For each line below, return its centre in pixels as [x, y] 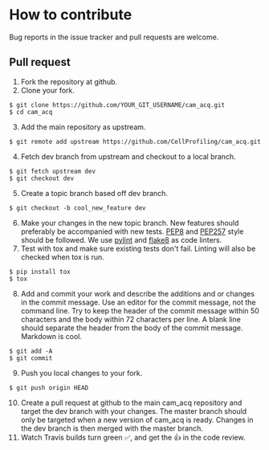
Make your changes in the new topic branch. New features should [130, 223]
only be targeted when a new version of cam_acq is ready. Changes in [137, 419]
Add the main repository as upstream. [83, 127]
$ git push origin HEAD [49, 387]
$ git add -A [31, 351]
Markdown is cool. [51, 336]
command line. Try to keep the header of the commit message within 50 [140, 310]
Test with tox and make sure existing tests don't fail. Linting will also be [138, 248]
